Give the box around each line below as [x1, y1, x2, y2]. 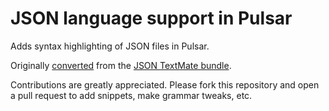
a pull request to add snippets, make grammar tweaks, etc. [10, 89, 253, 101]
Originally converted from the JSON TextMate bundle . [10, 59, 232, 71]
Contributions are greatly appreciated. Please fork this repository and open [10, 78, 320, 91]
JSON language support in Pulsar [10, 7, 293, 30]
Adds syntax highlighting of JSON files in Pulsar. [10, 40, 210, 52]
